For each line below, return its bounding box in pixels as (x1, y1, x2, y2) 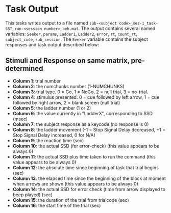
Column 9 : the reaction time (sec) (12, 137, 84, 143)
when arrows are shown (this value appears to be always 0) (12, 180, 139, 187)
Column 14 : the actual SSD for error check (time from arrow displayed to (12, 186, 166, 192)
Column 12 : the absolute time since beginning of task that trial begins (12, 164, 159, 171)
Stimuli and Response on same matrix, (5, 57, 130, 65)
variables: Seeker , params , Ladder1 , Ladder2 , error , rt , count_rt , (5, 31, 138, 37)
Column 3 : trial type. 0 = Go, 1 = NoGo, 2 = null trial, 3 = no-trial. (12, 89, 149, 95)
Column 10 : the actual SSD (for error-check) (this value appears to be (12, 143, 160, 149)
